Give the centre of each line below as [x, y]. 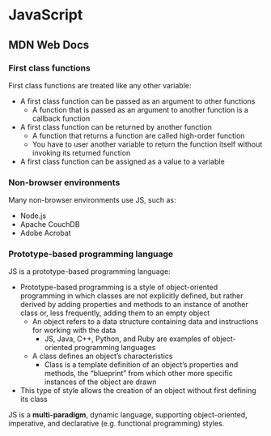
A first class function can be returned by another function [116, 126]
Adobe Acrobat [45, 233]
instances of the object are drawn [100, 382]
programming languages [115, 348]
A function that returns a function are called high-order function [138, 135]
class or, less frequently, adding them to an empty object [115, 313]
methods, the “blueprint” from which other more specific [138, 374]
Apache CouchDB [50, 224]
